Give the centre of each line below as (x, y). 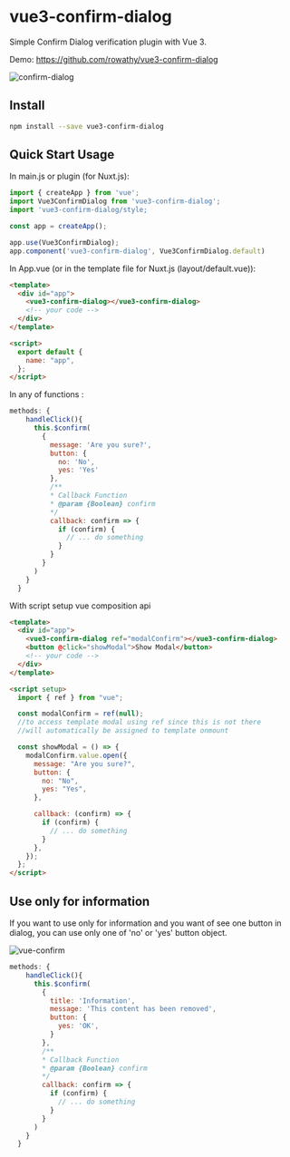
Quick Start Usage (62, 155)
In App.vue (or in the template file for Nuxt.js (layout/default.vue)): (133, 268)
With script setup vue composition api (80, 606)
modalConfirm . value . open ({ (77, 755)
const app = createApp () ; (58, 227)
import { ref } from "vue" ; (71, 697)
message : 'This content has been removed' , (133, 1009)
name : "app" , (50, 360)
